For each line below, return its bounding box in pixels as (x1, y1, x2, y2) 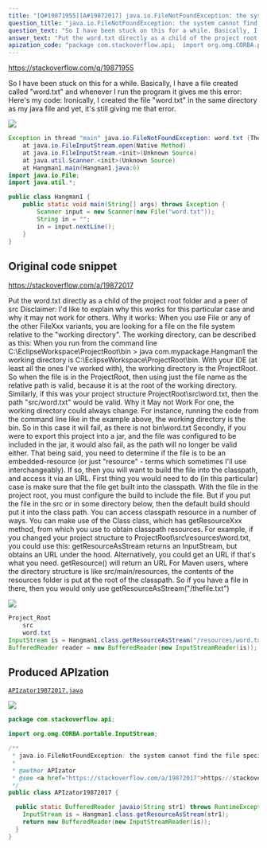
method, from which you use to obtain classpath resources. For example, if (8, 525, 254, 534)
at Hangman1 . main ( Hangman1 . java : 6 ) (22, 164, 141, 172)
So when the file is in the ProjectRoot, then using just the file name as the (8, 372, 248, 382)
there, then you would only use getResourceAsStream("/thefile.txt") (8, 584, 230, 593)
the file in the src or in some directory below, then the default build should (8, 499, 250, 509)
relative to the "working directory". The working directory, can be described (8, 330, 257, 339)
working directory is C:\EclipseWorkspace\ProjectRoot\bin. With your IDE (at (8, 355, 257, 365)
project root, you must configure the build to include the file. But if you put (8, 490, 251, 500)
